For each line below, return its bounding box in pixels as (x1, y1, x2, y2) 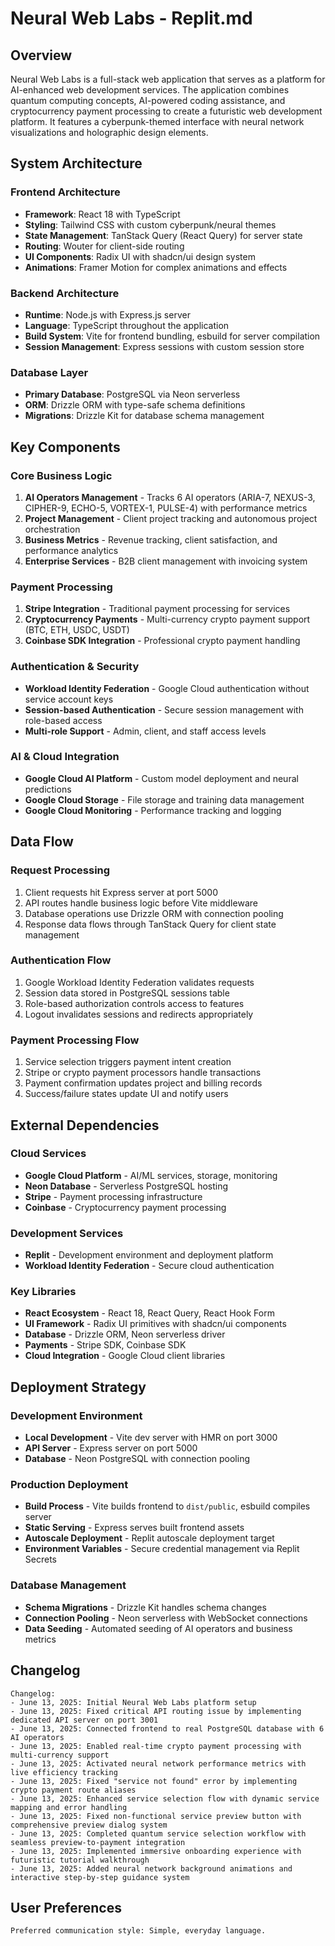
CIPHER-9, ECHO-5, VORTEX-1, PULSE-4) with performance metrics (24, 502, 308, 514)
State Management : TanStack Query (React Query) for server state (24, 229, 303, 241)
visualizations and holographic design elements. (10, 127, 209, 138)
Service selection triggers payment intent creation (24, 1056, 232, 1068)
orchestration (24, 523, 81, 535)
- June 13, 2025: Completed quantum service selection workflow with (10, 1828, 307, 1839)
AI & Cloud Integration (10, 750, 120, 764)
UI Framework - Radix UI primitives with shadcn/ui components (24, 1318, 287, 1330)
